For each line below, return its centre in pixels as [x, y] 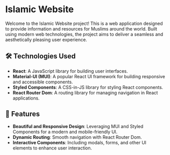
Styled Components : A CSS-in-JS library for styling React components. [88, 87]
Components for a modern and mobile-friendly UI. [65, 132]
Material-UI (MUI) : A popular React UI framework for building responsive [89, 76]
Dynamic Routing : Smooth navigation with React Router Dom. [77, 137]
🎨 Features [23, 114]
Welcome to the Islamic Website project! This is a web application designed [84, 23]
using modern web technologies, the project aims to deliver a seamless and [84, 34]
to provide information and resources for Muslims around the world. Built [81, 28]
